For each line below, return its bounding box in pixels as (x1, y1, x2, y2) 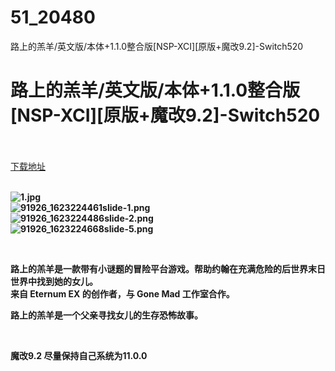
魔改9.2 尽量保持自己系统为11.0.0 (10, 349, 148, 361)
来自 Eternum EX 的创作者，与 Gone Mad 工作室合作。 (10, 287, 235, 300)
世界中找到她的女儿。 (10, 275, 98, 287)
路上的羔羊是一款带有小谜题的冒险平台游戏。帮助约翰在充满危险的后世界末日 (10, 262, 326, 275)
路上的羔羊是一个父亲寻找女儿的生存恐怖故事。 (10, 309, 203, 321)
